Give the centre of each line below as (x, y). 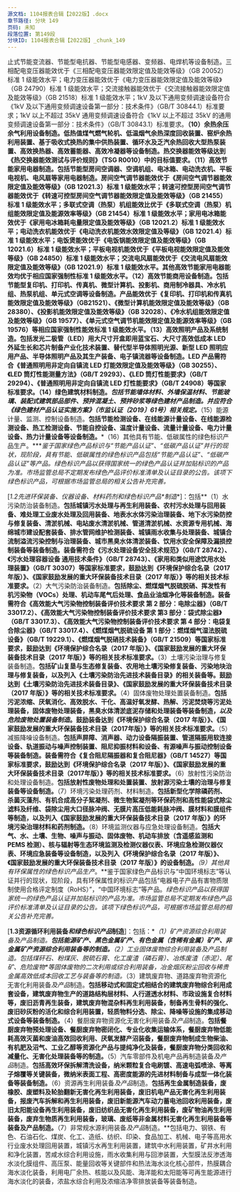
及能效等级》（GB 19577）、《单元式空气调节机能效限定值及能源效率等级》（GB (120, 321)
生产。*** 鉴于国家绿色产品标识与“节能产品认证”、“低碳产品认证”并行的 (118, 446)
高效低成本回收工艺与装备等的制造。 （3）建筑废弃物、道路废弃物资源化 (123, 976)
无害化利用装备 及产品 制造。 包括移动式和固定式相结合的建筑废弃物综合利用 (116, 985)
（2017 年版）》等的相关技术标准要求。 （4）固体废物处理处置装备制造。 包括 (117, 693)
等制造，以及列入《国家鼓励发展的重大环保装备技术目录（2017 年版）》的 (114, 818)
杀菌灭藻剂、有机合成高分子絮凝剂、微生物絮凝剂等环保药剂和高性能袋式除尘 (120, 800)
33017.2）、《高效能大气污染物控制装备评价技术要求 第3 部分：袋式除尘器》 (115, 613)
